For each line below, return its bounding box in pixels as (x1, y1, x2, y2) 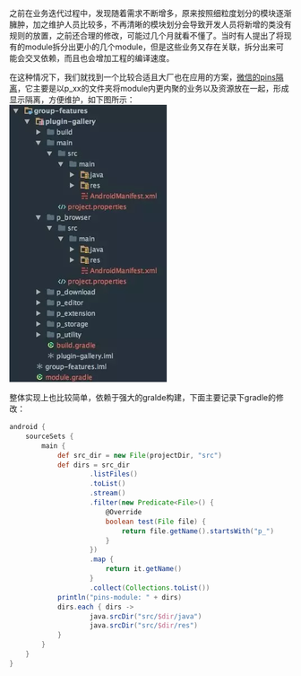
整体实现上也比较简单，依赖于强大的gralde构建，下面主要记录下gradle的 (9, 392, 276, 402)
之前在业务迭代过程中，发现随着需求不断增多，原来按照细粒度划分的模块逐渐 (9, 8, 292, 18)
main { (41, 441, 66, 451)
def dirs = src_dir (56, 461, 130, 470)
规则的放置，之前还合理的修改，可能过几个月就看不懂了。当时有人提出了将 (9, 31, 284, 40)
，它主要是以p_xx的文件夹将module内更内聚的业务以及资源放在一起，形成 (17, 83, 289, 93)
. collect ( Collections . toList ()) (89, 583, 211, 593)
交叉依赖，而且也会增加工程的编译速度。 (24, 53, 175, 63)
